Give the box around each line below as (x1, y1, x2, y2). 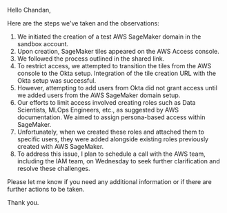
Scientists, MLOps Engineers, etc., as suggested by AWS (17, 106, 179, 114)
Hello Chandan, (7, 6, 52, 14)
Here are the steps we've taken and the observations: (7, 19, 160, 27)
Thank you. (7, 199, 39, 206)
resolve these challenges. (17, 165, 90, 172)
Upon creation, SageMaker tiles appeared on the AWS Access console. (17, 48, 219, 55)
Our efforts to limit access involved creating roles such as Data (17, 99, 196, 106)
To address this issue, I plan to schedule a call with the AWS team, (17, 150, 206, 158)
